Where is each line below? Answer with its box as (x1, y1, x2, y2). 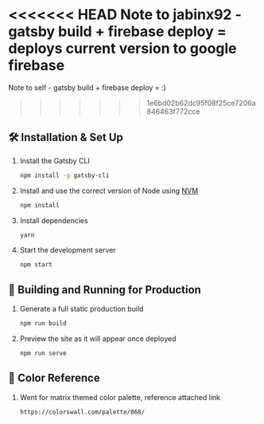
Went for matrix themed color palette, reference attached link (19, 392, 221, 402)
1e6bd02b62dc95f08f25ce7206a (146, 98, 256, 108)
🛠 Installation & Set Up (8, 131, 123, 144)
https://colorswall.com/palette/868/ (19, 408, 146, 416)
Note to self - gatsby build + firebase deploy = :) (8, 82, 167, 92)
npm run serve (19, 349, 67, 357)
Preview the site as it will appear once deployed (19, 333, 177, 344)
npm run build (19, 320, 67, 328)
